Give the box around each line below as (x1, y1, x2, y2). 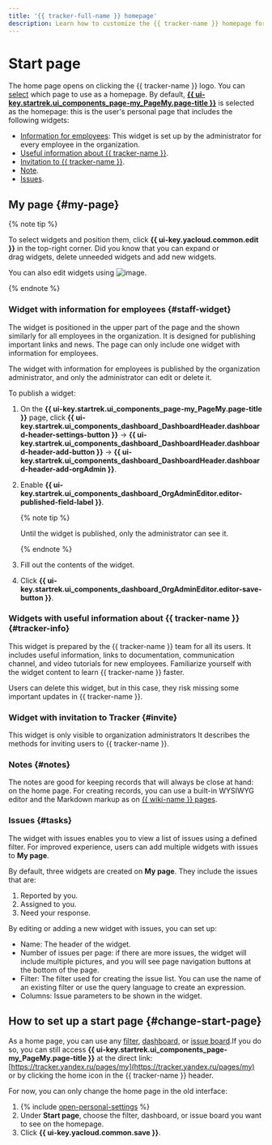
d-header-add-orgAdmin (19, 464, 107, 474)
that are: (8, 874, 36, 884)
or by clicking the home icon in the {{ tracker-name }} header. (8, 1070, 215, 1080)
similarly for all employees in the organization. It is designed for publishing (8, 331, 257, 340)
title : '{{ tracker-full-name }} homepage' (8, 11, 158, 20)
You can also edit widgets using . (8, 268, 147, 278)
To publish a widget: (8, 388, 76, 398)
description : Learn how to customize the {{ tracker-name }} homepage (8, 19, 252, 28)
